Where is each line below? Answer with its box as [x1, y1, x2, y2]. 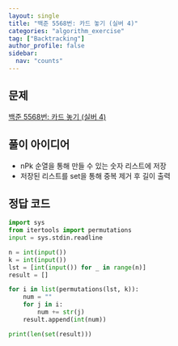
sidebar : [8, 49, 38, 57]
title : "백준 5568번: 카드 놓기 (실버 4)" [8, 19, 138, 27]
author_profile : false [8, 42, 85, 50]
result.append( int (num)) [23, 315, 107, 323]
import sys [8, 219, 45, 227]
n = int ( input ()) [8, 248, 67, 256]
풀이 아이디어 [8, 138, 70, 152]
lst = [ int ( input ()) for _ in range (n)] [8, 264, 147, 272]
